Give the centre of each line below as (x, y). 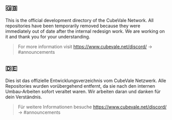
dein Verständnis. (24, 97)
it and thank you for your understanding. (48, 36)
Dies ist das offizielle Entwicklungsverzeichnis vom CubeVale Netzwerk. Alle (86, 81)
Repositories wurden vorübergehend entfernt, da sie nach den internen (80, 86)
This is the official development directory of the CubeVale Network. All (79, 20)
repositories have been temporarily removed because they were (73, 26)
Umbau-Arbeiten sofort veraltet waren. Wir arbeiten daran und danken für (83, 91)
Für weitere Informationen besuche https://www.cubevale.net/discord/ (92, 107)
